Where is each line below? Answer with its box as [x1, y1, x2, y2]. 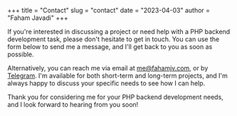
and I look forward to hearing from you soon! [7, 100, 139, 109]
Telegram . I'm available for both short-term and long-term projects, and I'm [7, 71, 228, 80]
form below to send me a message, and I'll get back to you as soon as [7, 43, 213, 51]
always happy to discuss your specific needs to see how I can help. [7, 79, 206, 88]
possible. [7, 50, 34, 58]
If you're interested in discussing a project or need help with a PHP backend [7, 28, 231, 36]
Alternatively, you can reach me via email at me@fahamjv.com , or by [7, 64, 209, 72]
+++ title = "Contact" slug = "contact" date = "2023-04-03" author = [7, 6, 211, 14]
